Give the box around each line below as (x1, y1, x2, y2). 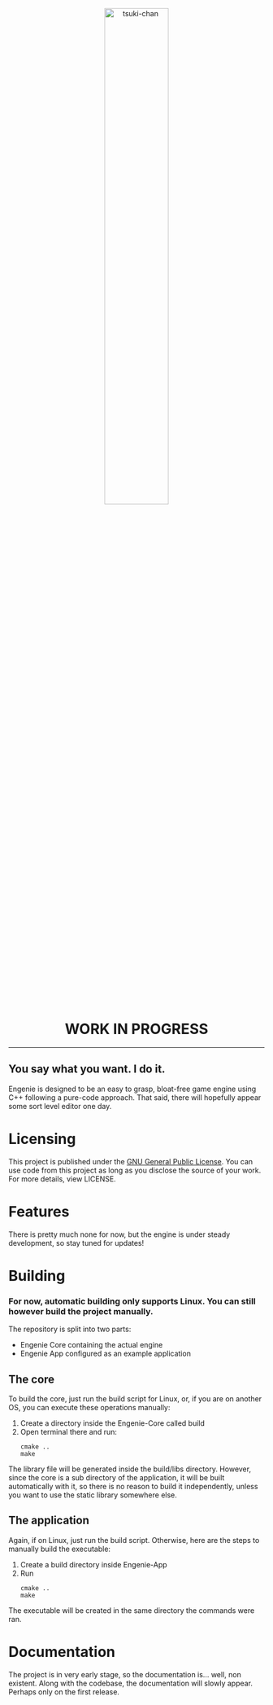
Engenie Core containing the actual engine (19, 1340, 163, 1350)
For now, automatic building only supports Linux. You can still (8, 1295, 256, 1307)
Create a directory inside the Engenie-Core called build (19, 1418, 206, 1428)
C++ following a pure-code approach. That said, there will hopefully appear (8, 1092, 262, 1102)
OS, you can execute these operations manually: (8, 1402, 171, 1412)
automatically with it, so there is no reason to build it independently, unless (8, 1481, 258, 1491)
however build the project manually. (8, 1305, 154, 1317)
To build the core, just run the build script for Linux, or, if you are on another (8, 1393, 262, 1404)
